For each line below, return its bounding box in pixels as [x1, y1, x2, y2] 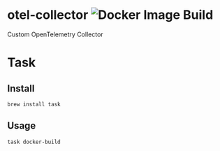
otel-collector [7, 7, 89, 23]
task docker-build [7, 138, 61, 145]
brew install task [7, 101, 61, 108]
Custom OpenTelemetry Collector [7, 30, 103, 38]
